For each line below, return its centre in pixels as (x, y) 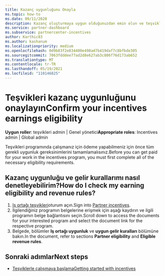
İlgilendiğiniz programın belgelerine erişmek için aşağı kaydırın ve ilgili (83, 210)
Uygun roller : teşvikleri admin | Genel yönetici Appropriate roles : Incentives (82, 132)
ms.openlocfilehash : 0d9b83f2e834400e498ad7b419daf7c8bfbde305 (71, 50)
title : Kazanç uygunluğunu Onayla (41, 10)
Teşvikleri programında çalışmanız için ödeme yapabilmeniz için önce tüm (80, 147)
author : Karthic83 (24, 37)
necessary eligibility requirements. (40, 162)
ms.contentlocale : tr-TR (30, 64)
